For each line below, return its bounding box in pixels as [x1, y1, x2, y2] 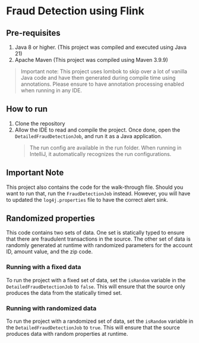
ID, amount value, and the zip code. [6, 248, 93, 255]
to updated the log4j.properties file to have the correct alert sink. [6, 196, 168, 203]
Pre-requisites [6, 28, 61, 38]
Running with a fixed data [6, 263, 81, 272]
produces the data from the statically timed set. [6, 289, 122, 296]
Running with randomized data [6, 304, 97, 312]
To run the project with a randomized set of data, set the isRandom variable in [6, 317, 194, 325]
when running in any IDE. [20, 87, 82, 93]
